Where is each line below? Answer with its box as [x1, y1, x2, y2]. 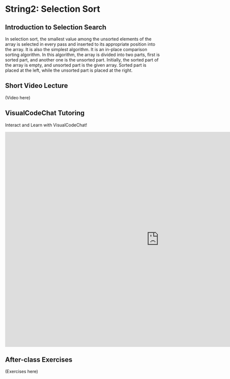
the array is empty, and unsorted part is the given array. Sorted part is [5, 62, 146, 68]
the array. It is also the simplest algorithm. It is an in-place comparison [5, 47, 147, 52]
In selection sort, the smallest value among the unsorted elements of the [5, 36, 152, 42]
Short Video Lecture [5, 82, 68, 90]
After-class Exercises [5, 355, 73, 364]
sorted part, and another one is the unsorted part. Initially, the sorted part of [5, 57, 159, 62]
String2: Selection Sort [5, 3, 100, 15]
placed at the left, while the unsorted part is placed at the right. [5, 67, 133, 73]
